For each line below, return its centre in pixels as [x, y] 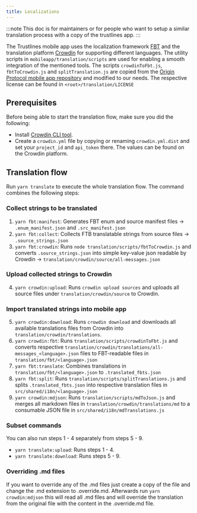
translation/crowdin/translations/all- [114, 348]
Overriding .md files [36, 471]
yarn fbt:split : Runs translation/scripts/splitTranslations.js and [100, 379]
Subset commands [34, 426]
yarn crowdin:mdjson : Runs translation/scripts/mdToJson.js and [95, 397]
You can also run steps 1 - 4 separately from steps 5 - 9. [75, 438]
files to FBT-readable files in [114, 353]
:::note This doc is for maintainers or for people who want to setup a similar [98, 28]
